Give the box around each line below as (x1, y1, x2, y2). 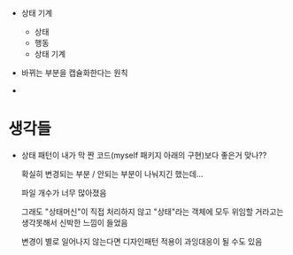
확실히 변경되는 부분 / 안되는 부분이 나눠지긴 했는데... (20, 168, 204, 179)
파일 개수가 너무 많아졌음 (20, 187, 107, 197)
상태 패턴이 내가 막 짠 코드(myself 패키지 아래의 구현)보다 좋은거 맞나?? (20, 150, 267, 160)
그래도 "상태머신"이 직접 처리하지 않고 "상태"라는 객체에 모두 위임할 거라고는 (20, 206, 284, 217)
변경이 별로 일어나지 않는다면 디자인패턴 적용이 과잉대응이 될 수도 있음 (20, 236, 263, 246)
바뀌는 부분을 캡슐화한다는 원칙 (20, 67, 128, 78)
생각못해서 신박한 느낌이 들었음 (20, 217, 128, 228)
